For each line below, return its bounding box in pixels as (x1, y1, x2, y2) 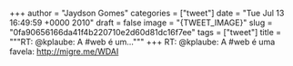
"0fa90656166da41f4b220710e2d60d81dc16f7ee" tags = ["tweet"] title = (9, 27, 282, 37)
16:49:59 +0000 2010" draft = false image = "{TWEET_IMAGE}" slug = (9, 17, 273, 28)
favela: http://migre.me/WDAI (9, 46, 119, 57)
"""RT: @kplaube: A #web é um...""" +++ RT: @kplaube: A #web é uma (9, 36, 276, 47)
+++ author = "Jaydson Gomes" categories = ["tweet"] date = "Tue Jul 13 (9, 8, 285, 18)
